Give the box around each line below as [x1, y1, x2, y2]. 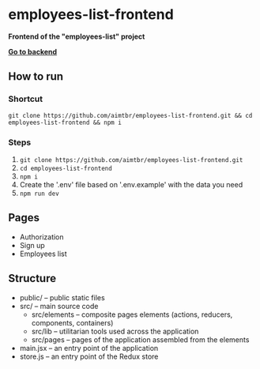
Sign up [19, 240, 45, 250]
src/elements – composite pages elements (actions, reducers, [31, 310, 233, 319]
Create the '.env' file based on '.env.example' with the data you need [19, 179, 243, 189]
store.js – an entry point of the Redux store [19, 352, 159, 361]
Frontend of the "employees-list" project [8, 32, 145, 41]
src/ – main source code [19, 301, 99, 311]
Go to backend [8, 47, 58, 56]
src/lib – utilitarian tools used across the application [31, 326, 199, 336]
